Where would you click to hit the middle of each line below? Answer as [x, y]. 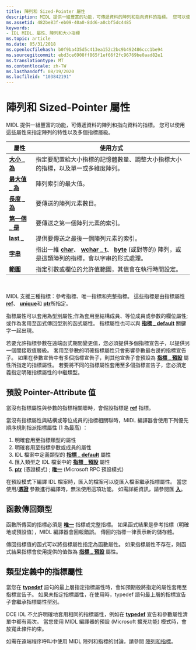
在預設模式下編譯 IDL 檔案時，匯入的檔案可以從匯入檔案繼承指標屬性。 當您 [97, 481]
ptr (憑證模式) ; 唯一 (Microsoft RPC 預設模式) [69, 469]
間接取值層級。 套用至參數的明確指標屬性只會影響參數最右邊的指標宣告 [101, 350]
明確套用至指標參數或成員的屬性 [53, 447]
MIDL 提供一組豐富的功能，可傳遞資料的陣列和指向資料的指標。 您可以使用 [96, 125]
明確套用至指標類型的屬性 [45, 440]
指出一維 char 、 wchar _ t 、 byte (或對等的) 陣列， [106, 249]
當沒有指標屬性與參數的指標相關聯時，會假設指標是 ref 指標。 [80, 408]
